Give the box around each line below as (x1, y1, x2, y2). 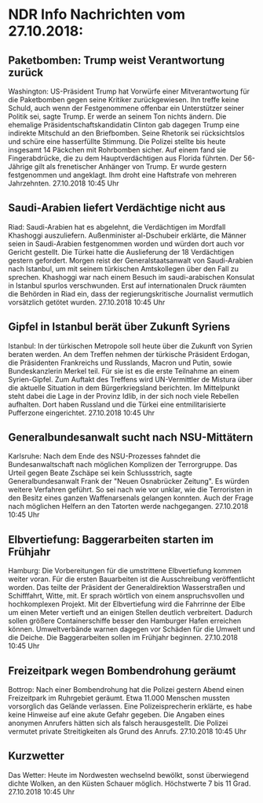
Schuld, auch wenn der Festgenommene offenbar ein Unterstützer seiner (8, 104, 245, 112)
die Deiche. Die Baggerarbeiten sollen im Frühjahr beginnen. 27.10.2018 (8, 633, 238, 643)
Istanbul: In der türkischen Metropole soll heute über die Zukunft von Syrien (8, 341, 253, 351)
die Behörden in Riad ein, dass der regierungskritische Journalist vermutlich (8, 289, 254, 298)
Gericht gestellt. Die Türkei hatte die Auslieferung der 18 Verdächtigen (8, 247, 234, 256)
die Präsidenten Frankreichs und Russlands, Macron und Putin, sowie (8, 358, 232, 367)
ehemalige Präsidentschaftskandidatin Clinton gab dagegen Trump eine (8, 120, 239, 129)
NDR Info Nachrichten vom (8, 6, 186, 24)
